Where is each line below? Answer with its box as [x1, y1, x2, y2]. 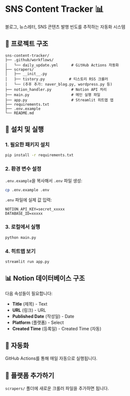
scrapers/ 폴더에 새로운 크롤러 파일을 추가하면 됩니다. [5, 386, 109, 392]
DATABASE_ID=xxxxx [5, 211, 43, 216]
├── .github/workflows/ [5, 57, 54, 62]
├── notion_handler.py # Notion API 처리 [5, 87, 107, 92]
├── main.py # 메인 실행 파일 [5, 92, 101, 97]
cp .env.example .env [5, 187, 50, 192]
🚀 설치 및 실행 [5, 125, 44, 133]
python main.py [5, 235, 36, 240]
